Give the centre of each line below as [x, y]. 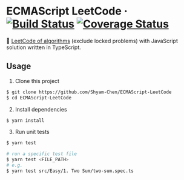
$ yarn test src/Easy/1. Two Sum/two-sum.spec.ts [70, 171]
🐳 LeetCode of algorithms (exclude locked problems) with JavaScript [92, 41]
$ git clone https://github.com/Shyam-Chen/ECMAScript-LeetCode [89, 92]
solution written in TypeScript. [44, 47]
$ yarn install [25, 120]
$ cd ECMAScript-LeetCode [39, 98]
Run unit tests [32, 132]
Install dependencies [41, 109]
